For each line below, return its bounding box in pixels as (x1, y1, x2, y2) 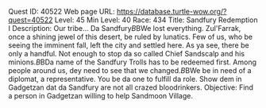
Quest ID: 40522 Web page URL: (8, 7, 115, 16)
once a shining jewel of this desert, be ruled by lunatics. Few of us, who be (8, 32, 253, 41)
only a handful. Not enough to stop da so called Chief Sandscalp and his (8, 49, 245, 58)
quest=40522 (8, 15, 53, 25)
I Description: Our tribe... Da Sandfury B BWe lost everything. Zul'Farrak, (8, 24, 241, 33)
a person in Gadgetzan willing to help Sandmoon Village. (8, 91, 193, 100)
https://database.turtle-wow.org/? (116, 7, 227, 16)
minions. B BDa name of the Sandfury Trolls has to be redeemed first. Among (8, 57, 256, 67)
